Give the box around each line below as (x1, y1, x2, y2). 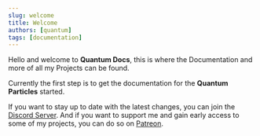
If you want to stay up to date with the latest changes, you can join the (8, 102, 236, 112)
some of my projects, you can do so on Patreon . (8, 119, 163, 128)
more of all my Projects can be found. (8, 64, 130, 73)
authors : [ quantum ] (8, 26, 72, 34)
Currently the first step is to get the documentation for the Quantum (8, 79, 229, 88)
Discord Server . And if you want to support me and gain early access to (8, 111, 240, 120)
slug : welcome (8, 11, 55, 20)
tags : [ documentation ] (8, 33, 82, 42)
